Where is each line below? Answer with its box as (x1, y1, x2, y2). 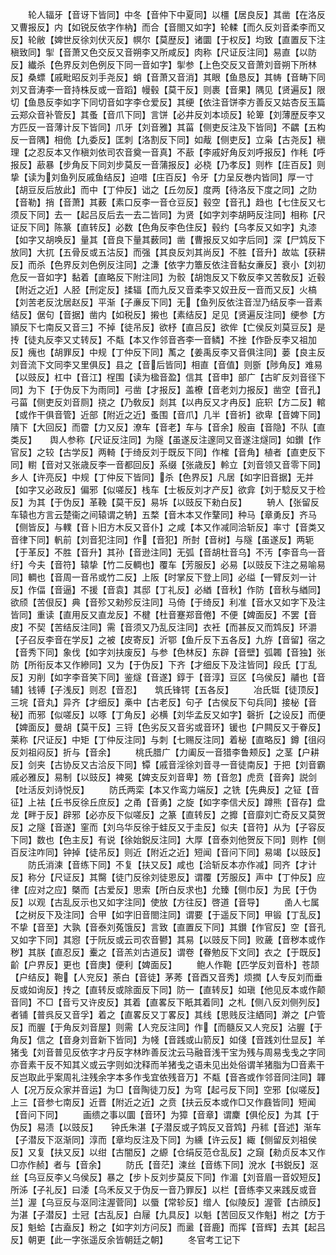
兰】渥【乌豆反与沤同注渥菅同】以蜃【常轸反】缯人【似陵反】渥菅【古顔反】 (10, 1196, 326, 1208)
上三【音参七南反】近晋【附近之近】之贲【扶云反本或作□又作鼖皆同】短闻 (10, 1096, 317, 1108)
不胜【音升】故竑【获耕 (228, 246, 326, 258)
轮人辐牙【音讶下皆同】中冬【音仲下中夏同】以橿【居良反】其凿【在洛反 (27, 9, 326, 20)
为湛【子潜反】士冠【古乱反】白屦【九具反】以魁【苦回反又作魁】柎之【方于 (10, 1209, 326, 1220)
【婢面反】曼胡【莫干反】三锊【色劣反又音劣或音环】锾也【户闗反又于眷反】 (10, 721, 326, 733)
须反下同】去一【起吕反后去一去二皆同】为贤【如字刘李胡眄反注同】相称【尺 (10, 209, 326, 220)
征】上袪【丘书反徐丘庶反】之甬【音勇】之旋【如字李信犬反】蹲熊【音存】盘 (10, 796, 326, 808)
